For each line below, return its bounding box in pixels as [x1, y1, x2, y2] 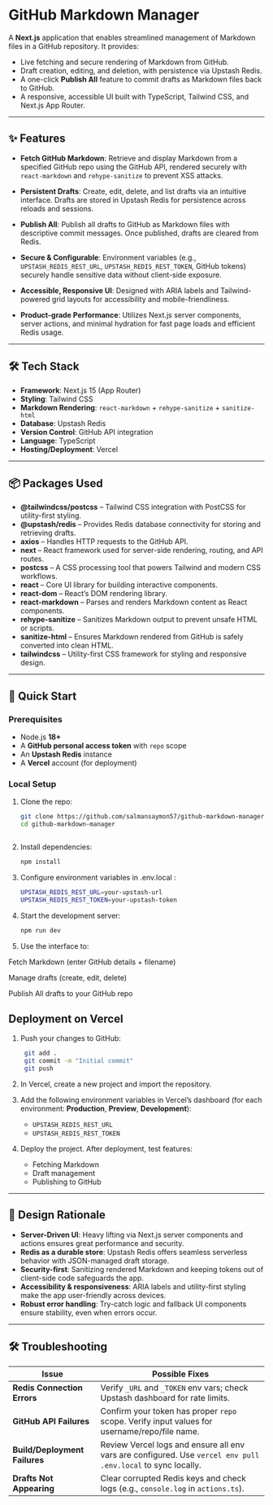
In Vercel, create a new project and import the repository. [19, 1079, 212, 1089]
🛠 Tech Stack [8, 360, 80, 374]
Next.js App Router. [19, 100, 85, 110]
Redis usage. [19, 327, 64, 337]
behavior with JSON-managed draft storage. [19, 1256, 170, 1266]
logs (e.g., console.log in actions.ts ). [100, 1482, 245, 1494]
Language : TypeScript [19, 436, 96, 445]
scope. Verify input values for [100, 1415, 213, 1427]
